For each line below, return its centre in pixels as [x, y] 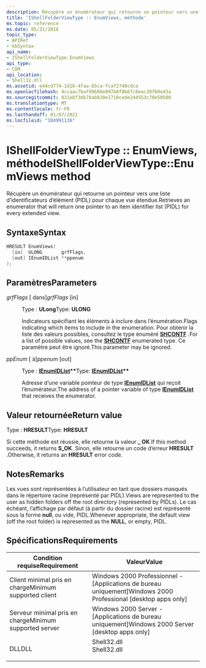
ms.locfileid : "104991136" [41, 120]
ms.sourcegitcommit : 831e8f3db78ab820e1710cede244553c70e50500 [89, 97]
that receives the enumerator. [59, 396]
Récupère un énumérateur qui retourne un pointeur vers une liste [88, 194]
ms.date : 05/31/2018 [33, 29]
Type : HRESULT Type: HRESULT [47, 430]
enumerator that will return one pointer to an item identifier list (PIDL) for [97, 207]
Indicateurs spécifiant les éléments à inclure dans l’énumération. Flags [110, 321]
